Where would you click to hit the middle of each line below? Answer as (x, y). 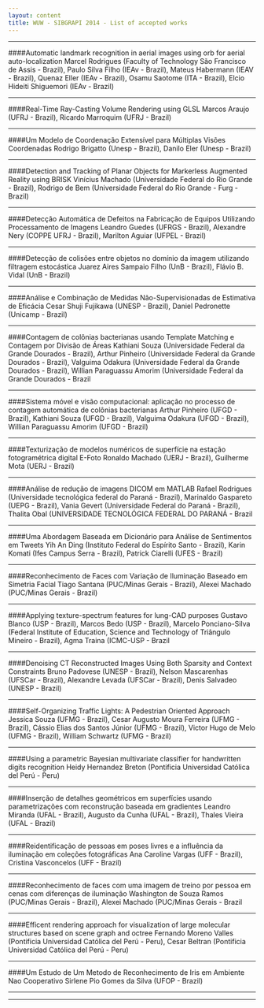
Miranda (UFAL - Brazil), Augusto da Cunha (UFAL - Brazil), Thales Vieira (126, 815)
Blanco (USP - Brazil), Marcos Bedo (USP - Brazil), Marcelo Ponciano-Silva (129, 623)
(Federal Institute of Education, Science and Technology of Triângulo (119, 632)
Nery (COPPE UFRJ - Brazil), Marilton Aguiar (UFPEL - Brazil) (107, 235)
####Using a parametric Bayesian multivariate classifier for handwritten (125, 758)
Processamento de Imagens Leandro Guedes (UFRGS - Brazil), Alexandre (127, 227)
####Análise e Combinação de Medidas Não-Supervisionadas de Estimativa (132, 297)
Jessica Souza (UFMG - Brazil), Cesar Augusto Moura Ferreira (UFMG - (124, 719)
